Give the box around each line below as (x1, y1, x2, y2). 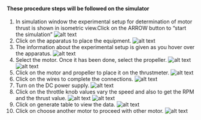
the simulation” (15, 31, 53, 38)
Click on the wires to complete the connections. (15, 76, 133, 83)
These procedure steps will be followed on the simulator (7, 5, 150, 12)
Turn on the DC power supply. (15, 82, 90, 89)
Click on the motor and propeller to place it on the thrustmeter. (15, 69, 170, 76)
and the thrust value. (15, 95, 67, 102)
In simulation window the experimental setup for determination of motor (15, 18, 193, 25)
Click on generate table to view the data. (15, 101, 115, 108)
